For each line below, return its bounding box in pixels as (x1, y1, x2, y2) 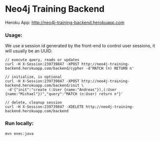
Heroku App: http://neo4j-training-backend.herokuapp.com (5, 20, 125, 25)
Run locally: (5, 120, 34, 127)
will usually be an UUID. (5, 48, 53, 54)
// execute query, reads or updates (5, 58, 80, 62)
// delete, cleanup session (5, 100, 62, 105)
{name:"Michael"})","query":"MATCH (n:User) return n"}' (5, 92, 123, 97)
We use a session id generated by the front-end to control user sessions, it (5, 43, 155, 49)
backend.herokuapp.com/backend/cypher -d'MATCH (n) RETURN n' (5, 66, 134, 71)
